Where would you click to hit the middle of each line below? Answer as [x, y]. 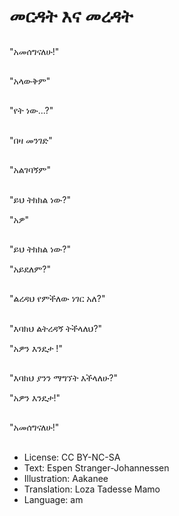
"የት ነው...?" [31, 111]
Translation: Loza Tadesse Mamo [92, 489]
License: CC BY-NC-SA [72, 457]
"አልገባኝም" [30, 170]
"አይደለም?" [30, 269]
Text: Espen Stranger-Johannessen [96, 467]
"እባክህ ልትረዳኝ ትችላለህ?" [56, 328]
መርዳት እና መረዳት [71, 16]
